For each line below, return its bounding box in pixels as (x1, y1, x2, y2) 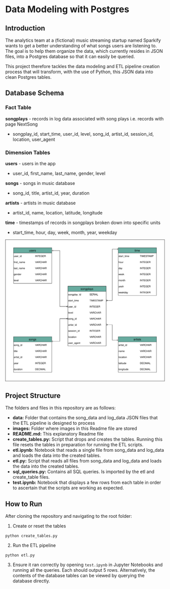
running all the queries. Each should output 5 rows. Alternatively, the (12, 567, 155, 573)
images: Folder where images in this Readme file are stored (12, 425, 138, 431)
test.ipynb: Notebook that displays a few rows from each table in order (12, 479, 161, 486)
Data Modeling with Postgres (5, 4, 130, 15)
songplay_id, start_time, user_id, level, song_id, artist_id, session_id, (12, 131, 154, 137)
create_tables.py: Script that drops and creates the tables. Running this (12, 436, 163, 443)
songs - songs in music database (5, 180, 75, 186)
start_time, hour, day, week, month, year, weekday (12, 229, 117, 235)
